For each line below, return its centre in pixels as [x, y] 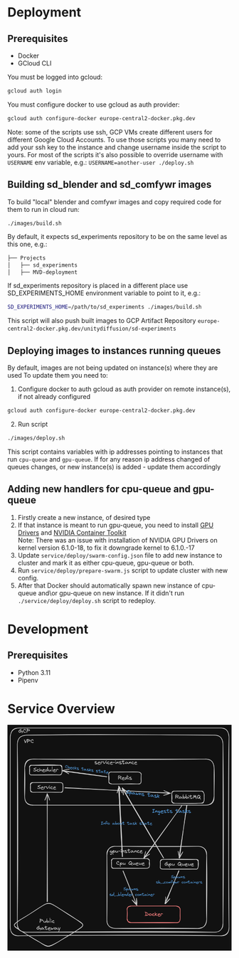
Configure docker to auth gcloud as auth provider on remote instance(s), [124, 389]
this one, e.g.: [27, 244]
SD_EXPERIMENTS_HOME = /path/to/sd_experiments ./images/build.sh [105, 307]
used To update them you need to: [58, 376]
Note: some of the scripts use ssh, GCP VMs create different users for [110, 132]
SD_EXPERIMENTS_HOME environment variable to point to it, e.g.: [104, 293]
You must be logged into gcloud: [55, 77]
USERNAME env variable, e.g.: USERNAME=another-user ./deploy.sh [101, 162]
